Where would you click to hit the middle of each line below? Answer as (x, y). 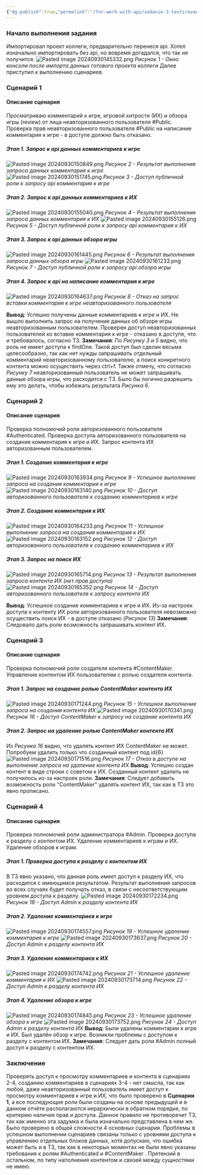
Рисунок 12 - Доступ (130, 538)
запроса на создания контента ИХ (51, 710)
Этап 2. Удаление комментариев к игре (60, 916)
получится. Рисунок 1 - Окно (93, 59)
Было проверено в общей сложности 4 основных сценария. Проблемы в (101, 1128)
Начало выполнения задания (52, 33)
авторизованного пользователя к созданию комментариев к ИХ (90, 545)
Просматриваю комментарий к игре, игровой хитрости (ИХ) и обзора (97, 116)
